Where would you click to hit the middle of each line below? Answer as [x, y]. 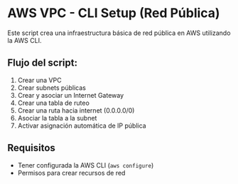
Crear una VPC [39, 80]
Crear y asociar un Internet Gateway [71, 95]
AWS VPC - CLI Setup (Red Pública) [114, 13]
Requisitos [31, 148]
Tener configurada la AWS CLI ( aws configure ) [86, 165]
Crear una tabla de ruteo [54, 103]
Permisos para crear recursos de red [71, 173]
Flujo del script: [43, 63]
